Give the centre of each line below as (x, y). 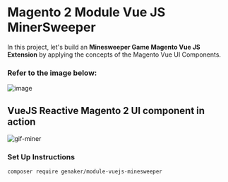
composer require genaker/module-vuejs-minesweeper (85, 172)
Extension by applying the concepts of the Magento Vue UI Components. (114, 55)
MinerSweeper (52, 27)
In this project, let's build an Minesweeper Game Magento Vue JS (104, 47)
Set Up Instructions (41, 157)
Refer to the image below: (52, 73)
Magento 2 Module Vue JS (86, 12)
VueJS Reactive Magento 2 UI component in (106, 110)
